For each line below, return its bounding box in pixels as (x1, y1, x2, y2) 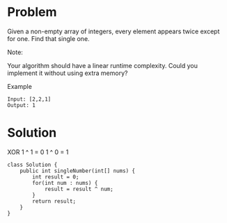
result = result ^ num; (44, 185, 113, 192)
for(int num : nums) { (32, 179, 98, 186)
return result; (32, 197, 77, 205)
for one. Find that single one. (7, 34, 90, 42)
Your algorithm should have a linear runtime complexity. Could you (7, 61, 198, 69)
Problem (7, 4, 57, 20)
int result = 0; (32, 173, 79, 181)
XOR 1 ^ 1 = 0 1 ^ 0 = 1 (7, 147, 69, 156)
